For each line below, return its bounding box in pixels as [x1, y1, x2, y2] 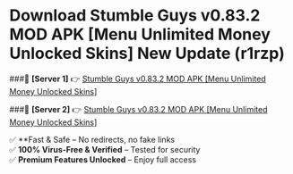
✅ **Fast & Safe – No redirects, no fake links [9, 134, 176, 145]
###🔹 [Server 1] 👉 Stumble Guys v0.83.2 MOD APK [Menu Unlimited [9, 73, 266, 84]
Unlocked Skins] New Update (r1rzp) [9, 44, 285, 63]
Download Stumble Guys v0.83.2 [9, 5, 261, 26]
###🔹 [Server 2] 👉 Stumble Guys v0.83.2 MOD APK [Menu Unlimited [9, 104, 268, 114]
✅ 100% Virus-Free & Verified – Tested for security [9, 144, 201, 154]
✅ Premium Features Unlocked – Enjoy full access [9, 153, 197, 165]
